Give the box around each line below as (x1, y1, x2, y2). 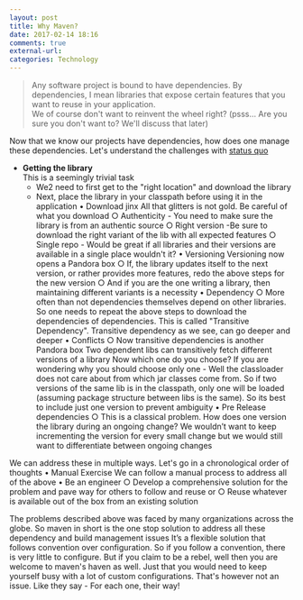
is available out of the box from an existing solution (9, 496, 198, 506)
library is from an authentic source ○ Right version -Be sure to (35, 220, 268, 231)
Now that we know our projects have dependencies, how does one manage (9, 136, 290, 146)
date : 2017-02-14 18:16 (9, 30, 99, 39)
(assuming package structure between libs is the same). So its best (35, 393, 286, 403)
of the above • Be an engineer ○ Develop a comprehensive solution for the (9, 477, 289, 487)
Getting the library (22, 163, 93, 173)
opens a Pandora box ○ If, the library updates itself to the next (35, 259, 269, 268)
